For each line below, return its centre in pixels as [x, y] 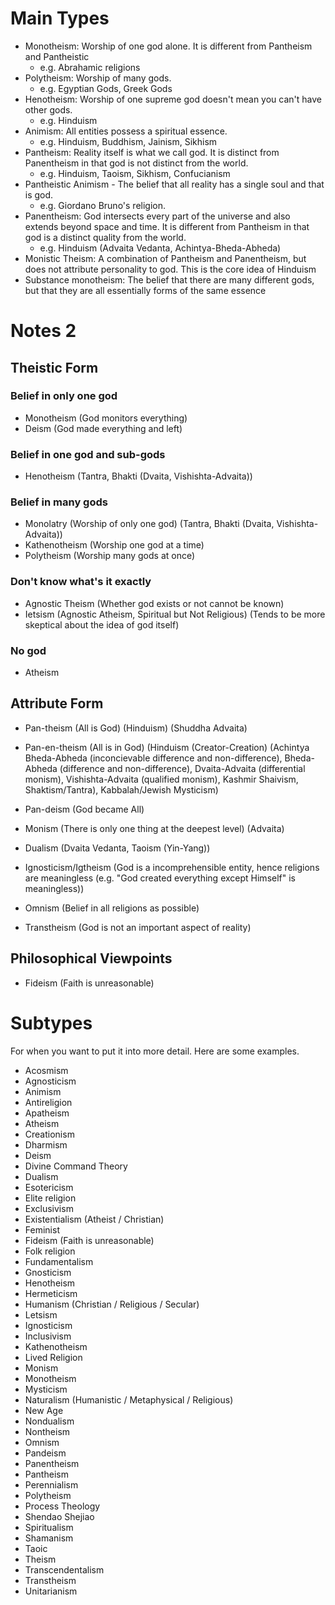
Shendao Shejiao [59, 1516]
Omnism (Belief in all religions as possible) [112, 908]
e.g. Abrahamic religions [90, 67]
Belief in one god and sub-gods [88, 454]
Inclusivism [48, 1336]
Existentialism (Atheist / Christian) [94, 1219]
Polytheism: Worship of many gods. [98, 78]
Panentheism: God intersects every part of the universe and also [157, 216]
